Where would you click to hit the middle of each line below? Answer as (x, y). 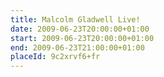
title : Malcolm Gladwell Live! (75, 19)
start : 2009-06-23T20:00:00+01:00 (82, 38)
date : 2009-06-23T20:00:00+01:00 (80, 29)
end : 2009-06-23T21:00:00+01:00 (77, 47)
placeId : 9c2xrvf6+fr (55, 57)
